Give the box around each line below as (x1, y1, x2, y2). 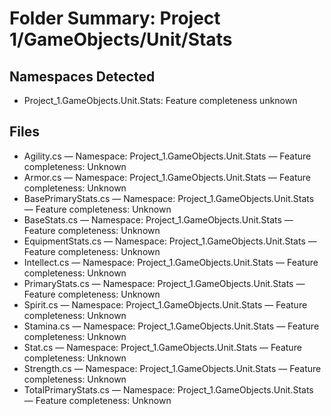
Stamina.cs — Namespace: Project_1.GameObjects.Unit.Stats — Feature (23, 320, 320, 332)
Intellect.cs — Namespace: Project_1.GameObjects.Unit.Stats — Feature (23, 256, 319, 268)
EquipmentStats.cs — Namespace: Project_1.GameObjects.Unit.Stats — (23, 235, 317, 247)
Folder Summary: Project (9, 7, 221, 30)
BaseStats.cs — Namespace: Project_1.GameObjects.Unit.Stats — (23, 213, 294, 226)
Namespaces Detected (9, 68, 156, 85)
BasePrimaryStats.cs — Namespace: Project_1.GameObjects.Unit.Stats (23, 192, 315, 204)
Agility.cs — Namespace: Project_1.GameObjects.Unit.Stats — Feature (23, 150, 312, 162)
